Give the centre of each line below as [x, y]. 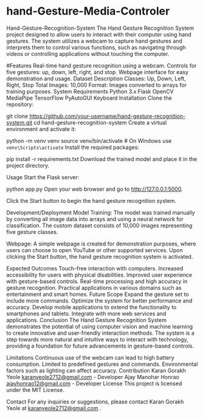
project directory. [28, 165]
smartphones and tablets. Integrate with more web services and [86, 313]
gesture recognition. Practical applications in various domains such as [94, 287]
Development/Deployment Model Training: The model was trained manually [101, 212]
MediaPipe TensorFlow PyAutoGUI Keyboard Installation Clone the [89, 98]
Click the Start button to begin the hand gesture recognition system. [91, 200]
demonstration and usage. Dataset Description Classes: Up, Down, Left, [96, 78]
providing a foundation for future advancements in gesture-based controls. [100, 346]
